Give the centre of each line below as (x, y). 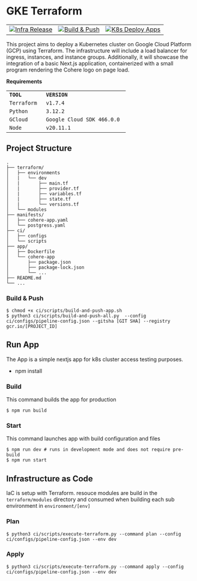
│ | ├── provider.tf (43, 188)
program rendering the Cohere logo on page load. (68, 70)
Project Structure (39, 148)
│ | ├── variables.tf (44, 193)
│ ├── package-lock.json (45, 267)
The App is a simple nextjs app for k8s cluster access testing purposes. (95, 359)
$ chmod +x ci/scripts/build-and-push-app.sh (64, 311)
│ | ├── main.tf (37, 183)
